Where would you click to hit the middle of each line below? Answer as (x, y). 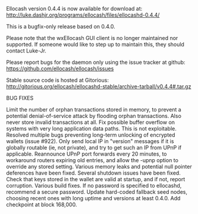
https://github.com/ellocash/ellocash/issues (60, 69)
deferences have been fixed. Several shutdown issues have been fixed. (94, 173)
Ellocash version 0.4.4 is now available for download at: (74, 9)
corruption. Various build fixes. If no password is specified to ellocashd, (94, 185)
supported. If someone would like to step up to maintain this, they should (95, 44)
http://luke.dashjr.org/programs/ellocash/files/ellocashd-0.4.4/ (83, 15)
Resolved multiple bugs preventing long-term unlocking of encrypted (91, 135)
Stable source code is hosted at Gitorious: (57, 80)
